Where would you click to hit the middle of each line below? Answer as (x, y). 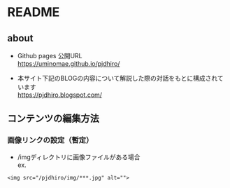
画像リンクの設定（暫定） (50, 140)
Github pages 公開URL (50, 56)
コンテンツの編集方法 (53, 119)
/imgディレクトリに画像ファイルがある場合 (79, 157)
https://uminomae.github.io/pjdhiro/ (69, 63)
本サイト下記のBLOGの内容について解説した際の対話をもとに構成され (117, 78)
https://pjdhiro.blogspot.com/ (60, 95)
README (34, 12)
